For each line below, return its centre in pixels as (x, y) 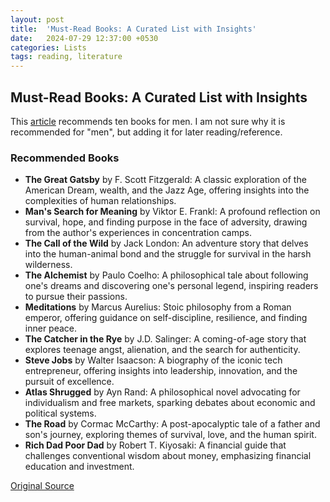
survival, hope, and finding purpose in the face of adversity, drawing (166, 222)
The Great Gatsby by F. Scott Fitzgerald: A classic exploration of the (165, 180)
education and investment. (79, 467)
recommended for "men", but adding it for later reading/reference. (146, 132)
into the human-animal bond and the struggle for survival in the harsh (168, 254)
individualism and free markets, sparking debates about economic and (170, 403)
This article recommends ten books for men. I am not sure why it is (148, 121)
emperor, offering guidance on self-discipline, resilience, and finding (166, 318)
